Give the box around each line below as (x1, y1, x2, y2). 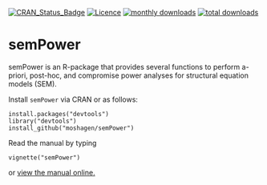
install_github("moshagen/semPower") (8, 124, 135, 132)
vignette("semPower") (8, 153, 81, 162)
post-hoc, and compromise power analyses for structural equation (29, 70, 249, 80)
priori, (8, 70, 28, 80)
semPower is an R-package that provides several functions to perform (8, 62, 241, 71)
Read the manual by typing (8, 138, 97, 147)
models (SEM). (8, 78, 58, 88)
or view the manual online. (8, 167, 95, 177)
